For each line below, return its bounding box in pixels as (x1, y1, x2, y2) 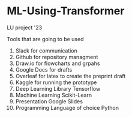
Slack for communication (15, 47, 77, 54)
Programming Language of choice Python (15, 104, 119, 111)
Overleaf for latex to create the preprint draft (15, 72, 126, 79)
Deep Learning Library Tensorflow (15, 85, 101, 92)
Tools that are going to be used (7, 35, 84, 42)
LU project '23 (7, 24, 43, 31)
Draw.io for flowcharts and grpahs (15, 60, 100, 67)
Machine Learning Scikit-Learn (15, 91, 92, 98)
